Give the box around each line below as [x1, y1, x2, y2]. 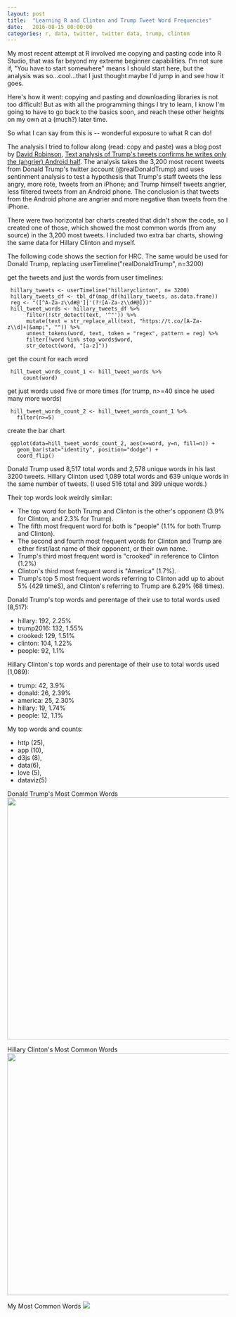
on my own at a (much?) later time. [7, 116, 108, 124]
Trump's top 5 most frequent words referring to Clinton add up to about [17, 575, 225, 583]
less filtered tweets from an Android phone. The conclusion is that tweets [7, 187, 220, 196]
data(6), [17, 761, 41, 770]
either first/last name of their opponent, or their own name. [17, 544, 188, 553]
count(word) [22, 375, 58, 382]
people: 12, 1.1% [17, 711, 64, 720]
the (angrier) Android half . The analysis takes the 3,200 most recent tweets [7, 158, 225, 166]
